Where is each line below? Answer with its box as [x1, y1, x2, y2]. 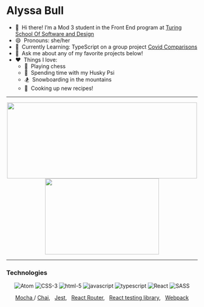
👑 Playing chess [24, 62, 66, 70]
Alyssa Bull [6, 4, 64, 18]
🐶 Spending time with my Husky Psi [24, 69, 115, 76]
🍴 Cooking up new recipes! [24, 85, 93, 92]
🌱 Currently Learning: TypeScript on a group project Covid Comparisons [15, 43, 197, 50]
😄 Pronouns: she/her [15, 36, 70, 44]
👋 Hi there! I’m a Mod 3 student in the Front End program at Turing [15, 24, 182, 31]
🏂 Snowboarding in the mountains [24, 75, 112, 83]
